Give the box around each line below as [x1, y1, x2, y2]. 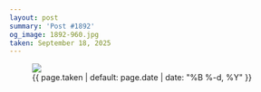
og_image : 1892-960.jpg [9, 30, 100, 39]
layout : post [9, 13, 59, 23]
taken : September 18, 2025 [9, 38, 111, 48]
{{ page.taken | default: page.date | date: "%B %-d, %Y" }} [32, 72, 252, 83]
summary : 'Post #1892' [9, 22, 95, 31]
